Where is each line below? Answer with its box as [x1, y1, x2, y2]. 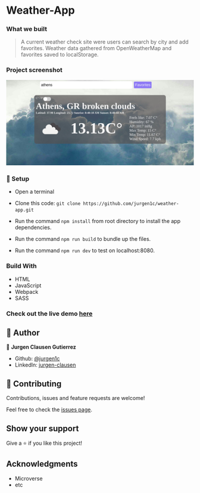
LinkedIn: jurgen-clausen [14, 361, 76, 368]
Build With [6, 262, 37, 270]
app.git [14, 207, 34, 213]
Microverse [14, 475, 43, 482]
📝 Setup [6, 175, 30, 183]
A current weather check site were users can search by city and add [20, 38, 189, 45]
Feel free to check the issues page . [6, 406, 92, 413]
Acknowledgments [6, 459, 79, 469]
